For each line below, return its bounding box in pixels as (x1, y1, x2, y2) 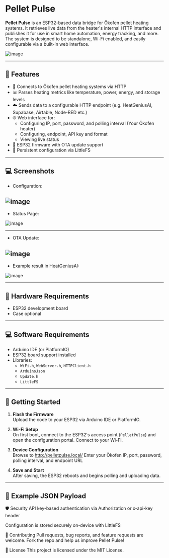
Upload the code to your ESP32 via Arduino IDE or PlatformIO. (12, 416, 141, 423)
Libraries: (12, 357, 33, 363)
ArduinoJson (20, 368, 45, 374)
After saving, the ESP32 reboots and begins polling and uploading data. (12, 472, 161, 479)
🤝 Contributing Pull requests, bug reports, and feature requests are (5, 532, 144, 538)
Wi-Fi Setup (12, 426, 39, 432)
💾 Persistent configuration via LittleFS (12, 147, 91, 153)
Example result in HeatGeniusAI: (12, 263, 79, 269)
